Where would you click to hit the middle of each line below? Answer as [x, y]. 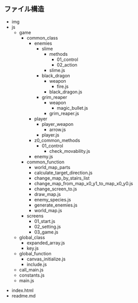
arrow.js [58, 129]
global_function [35, 253]
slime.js [57, 70]
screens [35, 216]
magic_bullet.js [73, 108]
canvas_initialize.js [46, 259]
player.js [51, 135]
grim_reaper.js [64, 113]
